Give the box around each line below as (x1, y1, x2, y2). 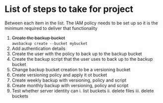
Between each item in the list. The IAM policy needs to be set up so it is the (4, 20, 158, 26)
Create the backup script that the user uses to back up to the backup (11, 56, 153, 62)
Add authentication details (11, 45, 65, 51)
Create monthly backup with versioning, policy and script (11, 82, 129, 88)
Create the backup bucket (11, 35, 65, 41)
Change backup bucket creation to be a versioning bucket (11, 66, 131, 73)
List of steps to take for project (4, 3, 133, 15)
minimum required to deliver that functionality (4, 25, 98, 31)
